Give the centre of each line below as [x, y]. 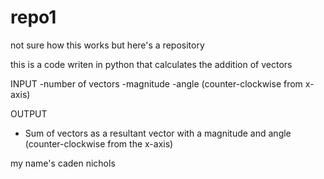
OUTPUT [29, 113]
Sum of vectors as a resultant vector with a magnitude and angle [158, 133]
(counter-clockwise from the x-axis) [99, 143]
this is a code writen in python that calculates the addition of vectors [151, 64]
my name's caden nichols [63, 163]
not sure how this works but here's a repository [107, 45]
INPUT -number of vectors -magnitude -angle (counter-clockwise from [156, 83]
